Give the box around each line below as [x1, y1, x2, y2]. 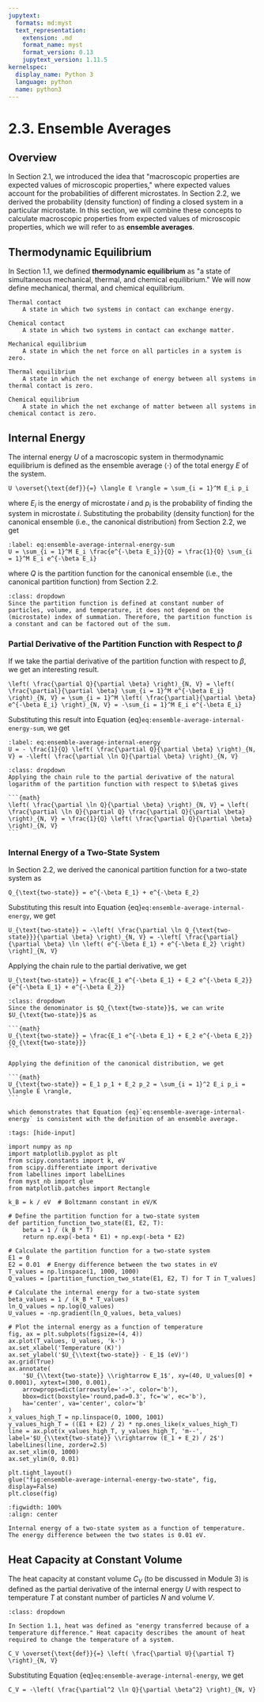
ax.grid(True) [8, 1358, 55, 1366]
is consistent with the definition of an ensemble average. [36, 1115, 239, 1123]
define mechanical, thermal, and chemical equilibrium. [8, 283, 185, 293]
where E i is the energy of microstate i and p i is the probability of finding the [8, 499, 253, 510]
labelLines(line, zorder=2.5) [8, 1441, 108, 1449]
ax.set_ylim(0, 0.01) [8, 1455, 80, 1463]
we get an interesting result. [8, 665, 100, 675]
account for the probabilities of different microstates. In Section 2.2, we [8, 189, 241, 198]
